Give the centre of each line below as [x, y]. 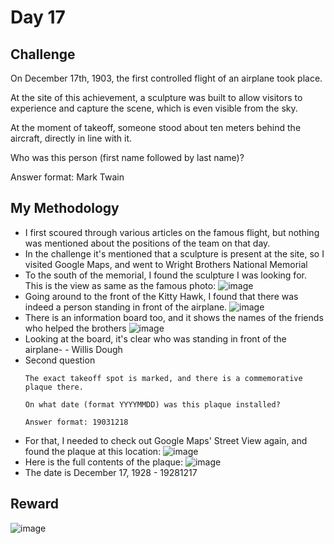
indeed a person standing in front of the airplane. [126, 307]
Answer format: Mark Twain [67, 177]
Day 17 [38, 17]
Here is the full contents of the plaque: [104, 462]
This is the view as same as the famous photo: [120, 285]
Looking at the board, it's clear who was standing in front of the [155, 338]
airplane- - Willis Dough [73, 349]
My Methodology [65, 208]
